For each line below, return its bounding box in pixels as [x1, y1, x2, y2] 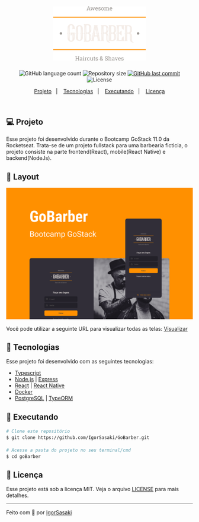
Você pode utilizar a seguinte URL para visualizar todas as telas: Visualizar [6, 325, 188, 332]
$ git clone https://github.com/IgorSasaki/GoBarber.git [6, 435, 150, 441]
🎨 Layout [6, 172, 40, 182]
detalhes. [6, 492, 29, 499]
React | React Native [14, 382, 65, 389]
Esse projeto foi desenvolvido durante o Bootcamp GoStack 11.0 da [6, 135, 170, 143]
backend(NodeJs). [6, 154, 52, 162]
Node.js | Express [14, 376, 58, 383]
